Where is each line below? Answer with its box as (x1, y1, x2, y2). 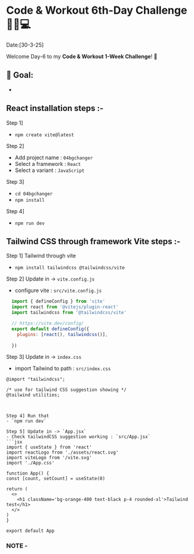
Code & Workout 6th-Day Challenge (6, 4, 187, 17)
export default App (6, 528, 55, 534)
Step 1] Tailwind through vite (6, 252, 76, 260)
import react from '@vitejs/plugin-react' (11, 304, 119, 310)
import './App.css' (6, 460, 55, 466)
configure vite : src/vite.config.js (14, 287, 102, 294)
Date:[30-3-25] (6, 41, 44, 48)
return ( (6, 486, 28, 493)
